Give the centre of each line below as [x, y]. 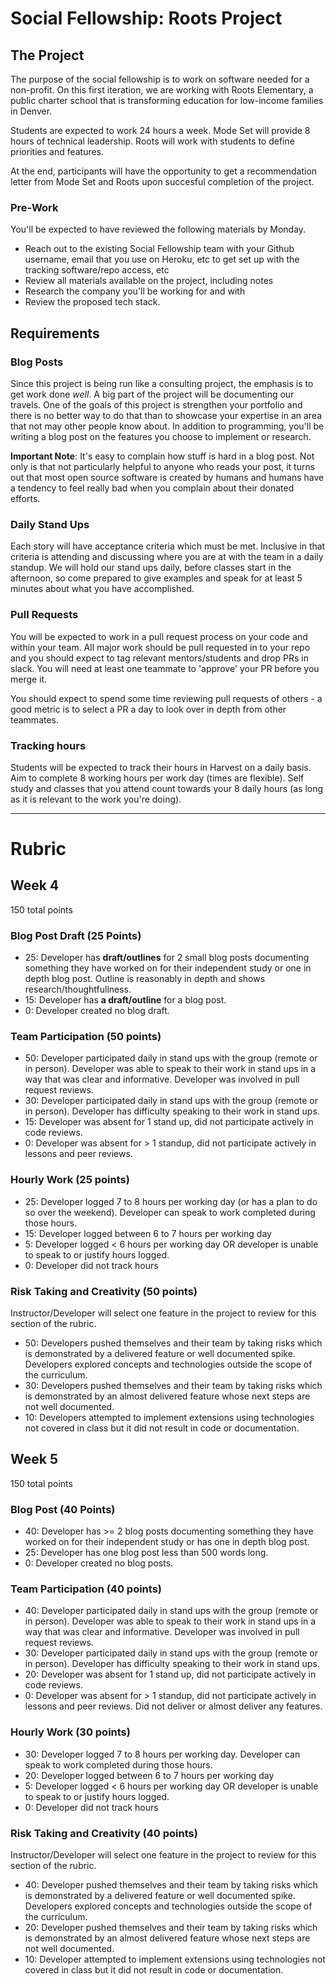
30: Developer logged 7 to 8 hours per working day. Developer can [162, 1754]
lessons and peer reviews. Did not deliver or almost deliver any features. [173, 1706]
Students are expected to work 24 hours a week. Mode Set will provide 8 [160, 130]
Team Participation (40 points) [86, 1589]
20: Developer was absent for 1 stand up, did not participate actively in [170, 1674]
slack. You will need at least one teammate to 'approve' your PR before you [165, 668]
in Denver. [31, 111]
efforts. [25, 498]
